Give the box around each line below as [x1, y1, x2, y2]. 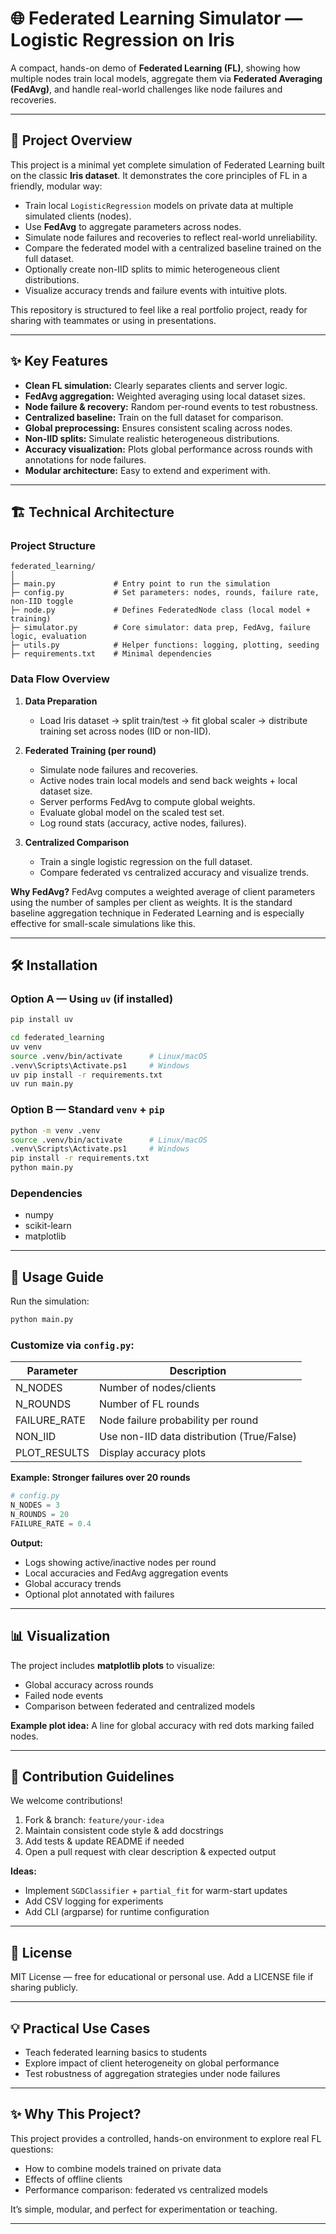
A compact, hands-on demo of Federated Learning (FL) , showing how [10, 62, 301, 74]
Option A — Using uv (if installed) [10, 992, 174, 1006]
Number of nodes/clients [99, 1381, 217, 1395]
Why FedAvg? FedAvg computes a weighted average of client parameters [10, 885, 316, 897]
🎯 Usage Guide [10, 1268, 105, 1286]
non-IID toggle [10, 597, 74, 607]
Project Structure [10, 538, 96, 552]
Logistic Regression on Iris [10, 29, 235, 52]
